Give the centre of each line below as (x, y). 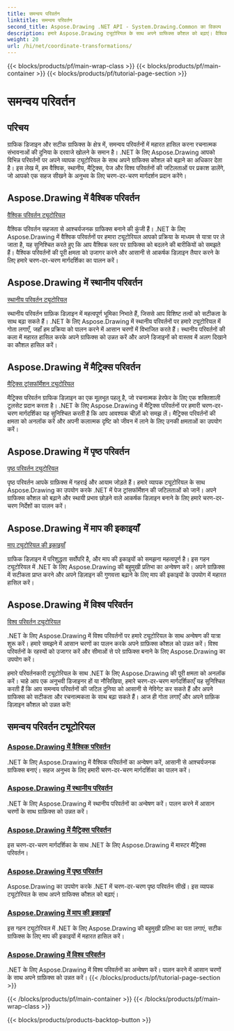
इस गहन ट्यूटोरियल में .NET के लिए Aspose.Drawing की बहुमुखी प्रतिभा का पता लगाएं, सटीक (115, 928)
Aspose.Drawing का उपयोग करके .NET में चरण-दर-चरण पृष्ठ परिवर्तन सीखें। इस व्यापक (111, 887)
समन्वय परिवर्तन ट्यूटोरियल (51, 727)
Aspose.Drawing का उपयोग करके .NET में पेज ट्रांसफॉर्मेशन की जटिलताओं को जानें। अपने (112, 490)
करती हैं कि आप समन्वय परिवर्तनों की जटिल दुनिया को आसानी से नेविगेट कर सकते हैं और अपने (110, 688)
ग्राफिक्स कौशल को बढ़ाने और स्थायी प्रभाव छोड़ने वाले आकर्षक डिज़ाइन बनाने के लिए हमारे (104, 498)
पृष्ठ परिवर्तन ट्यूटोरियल (33, 469)
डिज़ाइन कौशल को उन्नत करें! (39, 705)
